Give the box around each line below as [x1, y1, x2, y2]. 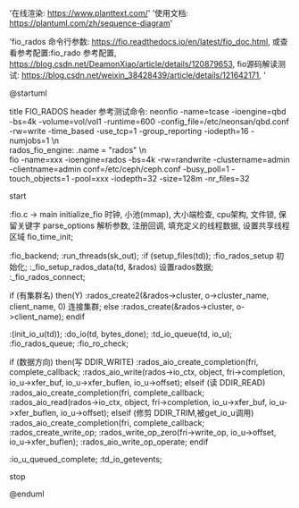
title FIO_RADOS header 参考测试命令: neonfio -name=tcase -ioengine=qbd [9, 106, 287, 116]
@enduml [9, 488, 45, 499]
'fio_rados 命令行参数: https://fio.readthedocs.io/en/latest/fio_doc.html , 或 [9, 37, 281, 47]
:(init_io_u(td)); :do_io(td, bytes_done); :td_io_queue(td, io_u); [9, 329, 232, 339]
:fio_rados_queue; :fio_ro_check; [9, 338, 129, 349]
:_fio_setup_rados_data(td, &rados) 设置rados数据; [29, 262, 214, 272]
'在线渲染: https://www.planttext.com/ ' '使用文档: [9, 8, 189, 18]
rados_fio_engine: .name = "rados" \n [9, 145, 147, 155]
